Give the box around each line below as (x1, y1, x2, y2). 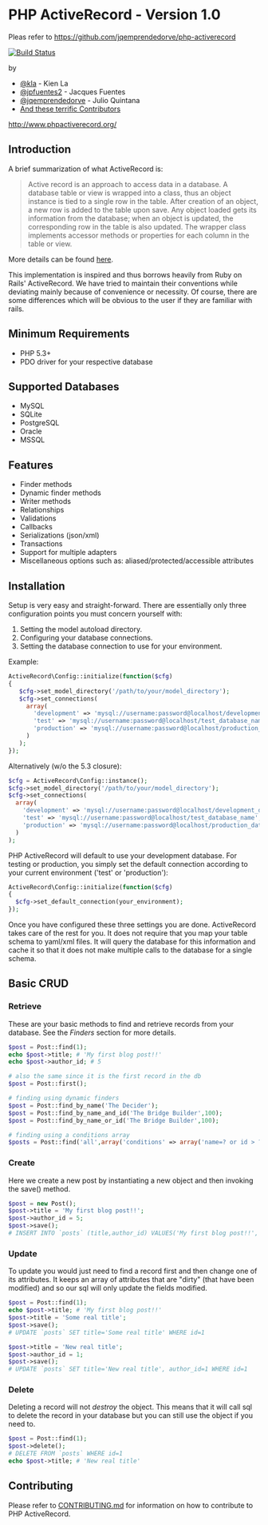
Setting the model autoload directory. (19, 625, 143, 633)
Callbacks (19, 522, 53, 532)
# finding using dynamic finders (8, 1094, 120, 1103)
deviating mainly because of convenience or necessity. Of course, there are (8, 286, 258, 297)
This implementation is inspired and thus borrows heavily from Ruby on (8, 269, 242, 279)
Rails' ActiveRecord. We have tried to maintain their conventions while (8, 278, 238, 288)
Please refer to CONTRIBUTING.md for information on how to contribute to (8, 1500, 254, 1510)
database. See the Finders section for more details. (8, 1028, 177, 1037)
